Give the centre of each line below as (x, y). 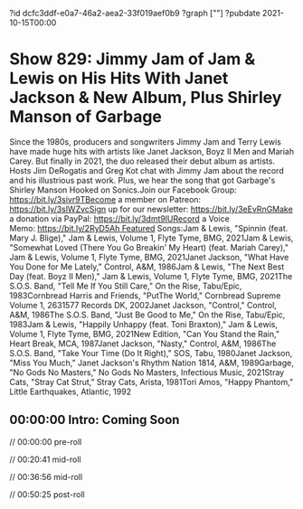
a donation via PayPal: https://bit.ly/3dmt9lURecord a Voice (120, 218)
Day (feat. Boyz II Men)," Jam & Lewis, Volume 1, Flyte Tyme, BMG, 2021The (151, 276)
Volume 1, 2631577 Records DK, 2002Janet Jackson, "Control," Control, (143, 305)
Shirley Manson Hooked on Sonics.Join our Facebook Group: (123, 190)
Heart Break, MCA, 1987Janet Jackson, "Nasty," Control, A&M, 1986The (143, 344)
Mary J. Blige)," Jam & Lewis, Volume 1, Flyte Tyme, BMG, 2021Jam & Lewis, (151, 238)
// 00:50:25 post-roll (47, 494)
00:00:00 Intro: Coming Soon (95, 420)
